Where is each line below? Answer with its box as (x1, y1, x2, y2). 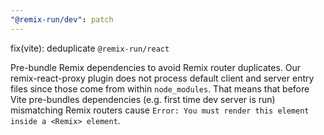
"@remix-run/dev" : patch (10, 14, 114, 25)
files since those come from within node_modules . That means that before (10, 82, 310, 95)
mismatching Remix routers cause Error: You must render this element (10, 104, 310, 116)
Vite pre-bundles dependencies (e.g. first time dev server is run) (10, 93, 276, 105)
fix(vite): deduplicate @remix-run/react (10, 42, 170, 54)
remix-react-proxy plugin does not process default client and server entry (10, 72, 315, 84)
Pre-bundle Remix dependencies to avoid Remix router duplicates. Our (10, 61, 302, 73)
